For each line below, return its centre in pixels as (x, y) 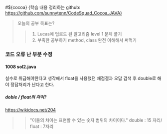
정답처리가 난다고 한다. (32, 84)
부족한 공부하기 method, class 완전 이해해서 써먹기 (87, 40)
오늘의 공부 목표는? (36, 23)
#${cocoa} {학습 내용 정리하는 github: (43, 7)
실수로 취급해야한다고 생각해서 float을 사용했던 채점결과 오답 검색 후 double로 (81, 78)
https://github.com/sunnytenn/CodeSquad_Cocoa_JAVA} (64, 13)
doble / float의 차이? (26, 97)
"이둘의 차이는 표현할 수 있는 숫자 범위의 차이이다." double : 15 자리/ (96, 120)
